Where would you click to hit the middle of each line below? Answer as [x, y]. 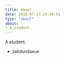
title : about [18, 10]
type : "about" [20, 19]
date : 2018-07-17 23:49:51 [33, 14]
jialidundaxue [26, 52]
